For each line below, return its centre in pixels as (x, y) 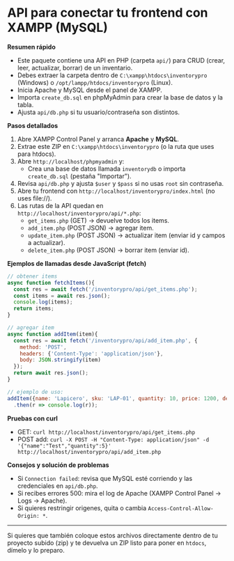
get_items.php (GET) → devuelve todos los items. (98, 220)
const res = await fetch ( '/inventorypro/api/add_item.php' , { (106, 340)
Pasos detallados (33, 125)
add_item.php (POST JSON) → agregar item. (91, 228)
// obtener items (32, 276)
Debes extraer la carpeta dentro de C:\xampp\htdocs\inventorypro (112, 75)
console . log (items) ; (43, 302)
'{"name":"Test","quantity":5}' (64, 446)
